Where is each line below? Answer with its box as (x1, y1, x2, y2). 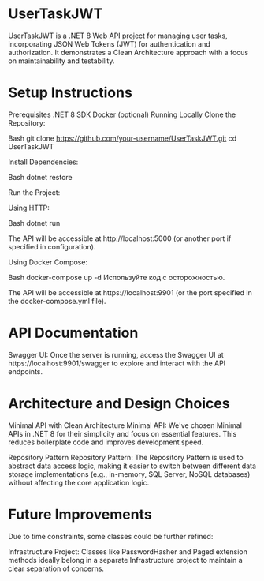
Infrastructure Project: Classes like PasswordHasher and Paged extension (8, 546, 248, 557)
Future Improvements (8, 505, 152, 523)
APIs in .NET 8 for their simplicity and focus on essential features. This (8, 429, 237, 438)
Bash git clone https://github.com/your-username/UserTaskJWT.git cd (8, 133, 237, 143)
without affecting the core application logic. (8, 478, 150, 487)
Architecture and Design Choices (8, 395, 230, 412)
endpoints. (8, 366, 43, 376)
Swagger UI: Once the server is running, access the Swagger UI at (8, 350, 225, 359)
